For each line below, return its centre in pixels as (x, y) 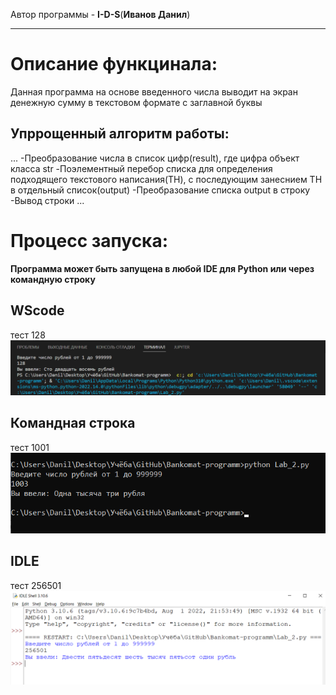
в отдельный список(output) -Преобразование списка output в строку (160, 190)
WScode (37, 310)
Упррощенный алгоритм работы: (120, 134)
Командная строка (73, 423)
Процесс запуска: (89, 240)
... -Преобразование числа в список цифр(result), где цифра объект (155, 158)
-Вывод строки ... (47, 200)
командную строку (53, 279)
